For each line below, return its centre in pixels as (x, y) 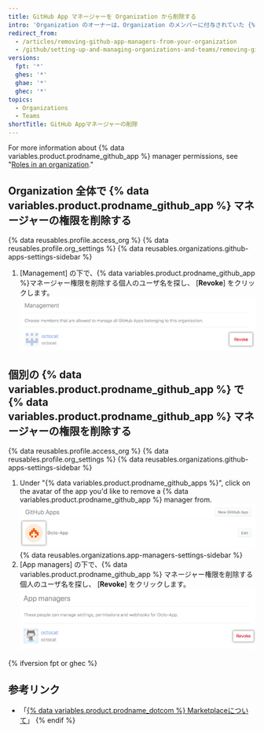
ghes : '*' (31, 75)
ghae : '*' (31, 83)
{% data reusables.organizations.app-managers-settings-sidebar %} (131, 555)
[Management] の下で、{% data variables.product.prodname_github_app (137, 273)
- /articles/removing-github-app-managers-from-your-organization (126, 42)
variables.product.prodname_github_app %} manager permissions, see (123, 156)
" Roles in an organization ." (51, 164)
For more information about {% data (66, 148)
